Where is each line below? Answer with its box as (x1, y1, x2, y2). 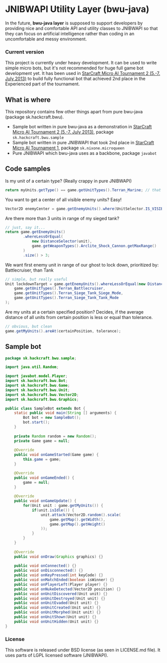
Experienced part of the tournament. (5, 81, 80, 87)
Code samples (5, 165, 51, 173)
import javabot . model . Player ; (5, 373, 68, 379)
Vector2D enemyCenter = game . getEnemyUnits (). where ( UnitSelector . (5, 206, 146, 211)
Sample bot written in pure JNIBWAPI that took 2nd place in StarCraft (12, 140, 154, 146)
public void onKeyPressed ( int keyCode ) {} (14, 573, 103, 578)
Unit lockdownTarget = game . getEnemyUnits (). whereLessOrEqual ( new (5, 281, 146, 287)
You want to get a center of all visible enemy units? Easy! (5, 196, 122, 203)
